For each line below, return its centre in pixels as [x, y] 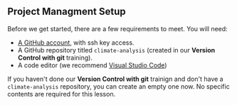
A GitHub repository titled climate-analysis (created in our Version [116, 50]
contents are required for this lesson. [62, 94]
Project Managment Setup [67, 12]
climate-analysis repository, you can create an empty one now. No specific [118, 86]
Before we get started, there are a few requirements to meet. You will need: [117, 28]
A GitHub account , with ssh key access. [76, 43]
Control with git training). [55, 57]
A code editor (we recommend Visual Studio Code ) [92, 65]
